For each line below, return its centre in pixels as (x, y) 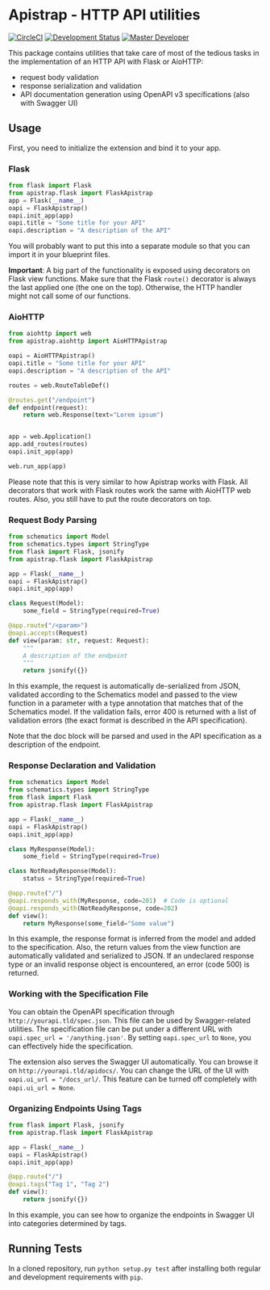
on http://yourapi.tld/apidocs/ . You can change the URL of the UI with (129, 1070)
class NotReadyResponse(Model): (62, 871)
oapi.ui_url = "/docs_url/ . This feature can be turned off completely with (133, 1079)
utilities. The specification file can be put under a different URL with (120, 1029)
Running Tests (45, 1249)
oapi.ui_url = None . (42, 1087)
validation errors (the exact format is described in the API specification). (128, 720)
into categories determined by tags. (68, 1223)
